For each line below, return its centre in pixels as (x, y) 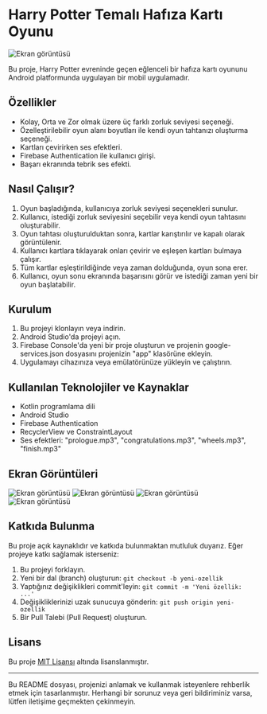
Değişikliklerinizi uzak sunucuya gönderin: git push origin (116, 602)
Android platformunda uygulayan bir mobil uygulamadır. (99, 77)
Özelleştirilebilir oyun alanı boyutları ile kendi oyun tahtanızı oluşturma (134, 130)
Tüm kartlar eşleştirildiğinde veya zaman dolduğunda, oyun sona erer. (134, 267)
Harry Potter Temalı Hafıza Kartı (116, 15)
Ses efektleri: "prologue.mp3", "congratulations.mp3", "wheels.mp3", (133, 440)
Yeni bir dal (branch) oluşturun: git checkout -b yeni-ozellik (121, 578)
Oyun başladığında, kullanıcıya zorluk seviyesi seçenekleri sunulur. (129, 208)
